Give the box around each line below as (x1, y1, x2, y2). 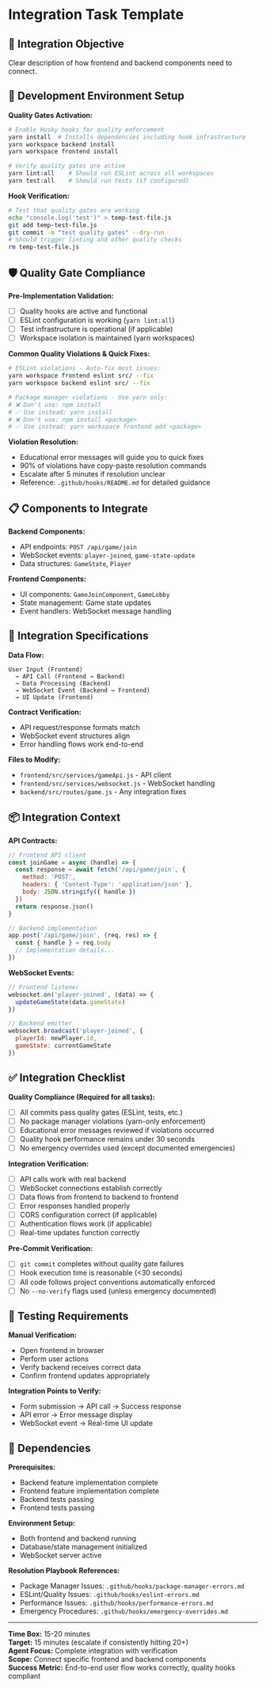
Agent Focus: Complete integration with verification (8, 1646, 178, 1656)
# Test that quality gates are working (8, 206, 140, 215)
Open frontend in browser (19, 1346, 104, 1355)
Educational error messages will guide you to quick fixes (19, 453, 204, 462)
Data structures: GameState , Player (19, 559, 132, 568)
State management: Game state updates (19, 598, 152, 607)
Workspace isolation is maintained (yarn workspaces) (19, 333, 196, 343)
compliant (8, 1671, 41, 1681)
